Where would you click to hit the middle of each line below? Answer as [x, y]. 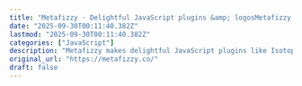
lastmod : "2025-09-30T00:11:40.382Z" [80, 34]
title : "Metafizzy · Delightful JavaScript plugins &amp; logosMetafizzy [151, 17]
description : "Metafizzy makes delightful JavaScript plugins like [138, 51]
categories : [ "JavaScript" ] [62, 43]
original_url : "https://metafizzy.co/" [84, 59]
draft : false [34, 68]
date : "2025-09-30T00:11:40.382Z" [74, 26]
